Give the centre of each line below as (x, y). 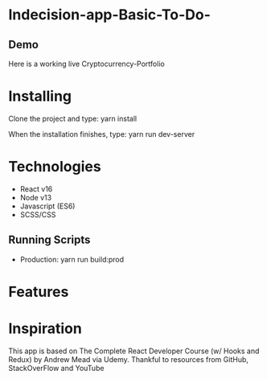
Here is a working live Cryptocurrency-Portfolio (86, 64)
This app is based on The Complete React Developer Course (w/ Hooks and (134, 351)
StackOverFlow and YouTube (56, 368)
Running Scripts (49, 240)
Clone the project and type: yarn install (73, 118)
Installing (40, 96)
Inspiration (45, 329)
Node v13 (36, 197)
